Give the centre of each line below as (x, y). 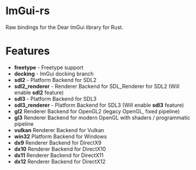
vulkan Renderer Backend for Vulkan (59, 130)
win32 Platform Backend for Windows (61, 136)
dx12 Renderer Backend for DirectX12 (60, 161)
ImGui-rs (28, 11)
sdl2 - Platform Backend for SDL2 (55, 80)
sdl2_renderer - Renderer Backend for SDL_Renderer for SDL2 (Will (97, 86)
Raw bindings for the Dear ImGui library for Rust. (64, 27)
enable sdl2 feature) (39, 92)
